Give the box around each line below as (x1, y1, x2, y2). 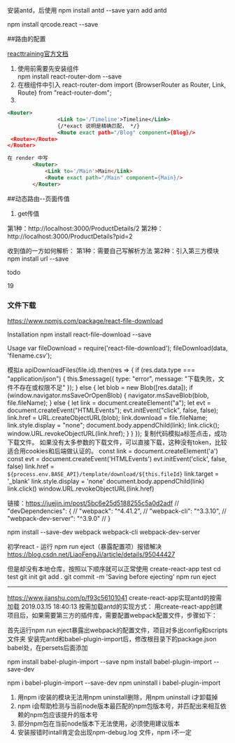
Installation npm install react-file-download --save (7, 330, 152, 339)
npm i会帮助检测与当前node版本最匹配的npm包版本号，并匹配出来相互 (17, 702, 220, 710)
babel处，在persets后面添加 (7, 643, 89, 652)
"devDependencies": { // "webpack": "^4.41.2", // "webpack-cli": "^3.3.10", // (7, 507, 227, 515)
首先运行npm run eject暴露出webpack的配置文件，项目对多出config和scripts (7, 626, 228, 634)
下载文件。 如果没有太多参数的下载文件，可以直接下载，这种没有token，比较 (7, 437, 227, 447)
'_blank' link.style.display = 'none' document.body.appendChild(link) (7, 477, 205, 485)
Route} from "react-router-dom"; (17, 88, 112, 97)
